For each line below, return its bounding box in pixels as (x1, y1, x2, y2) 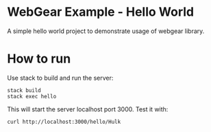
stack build (7, 87, 41, 93)
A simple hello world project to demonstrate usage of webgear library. (7, 27, 205, 35)
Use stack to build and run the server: (7, 74, 114, 82)
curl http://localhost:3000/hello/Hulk (7, 118, 121, 125)
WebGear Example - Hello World (7, 4, 195, 20)
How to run (7, 51, 71, 67)
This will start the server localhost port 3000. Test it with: (7, 104, 169, 113)
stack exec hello (7, 93, 57, 100)
